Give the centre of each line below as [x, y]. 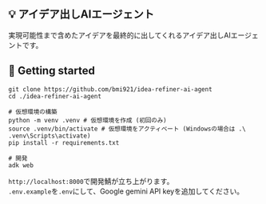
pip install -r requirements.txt [64, 142]
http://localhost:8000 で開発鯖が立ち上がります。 [91, 181]
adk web [21, 165]
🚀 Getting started [52, 71]
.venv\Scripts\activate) [50, 136]
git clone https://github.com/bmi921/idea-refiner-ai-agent [111, 89]
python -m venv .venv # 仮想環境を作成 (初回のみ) [87, 120]
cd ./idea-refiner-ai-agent [55, 96]
